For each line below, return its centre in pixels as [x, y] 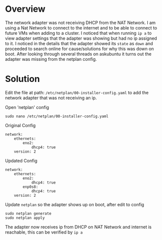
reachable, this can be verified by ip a [44, 232]
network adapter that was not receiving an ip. [51, 98]
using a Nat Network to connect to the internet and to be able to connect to [81, 27]
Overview [25, 9]
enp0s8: [30, 187]
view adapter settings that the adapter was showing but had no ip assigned [81, 38]
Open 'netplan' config [27, 107]
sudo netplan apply [25, 218]
